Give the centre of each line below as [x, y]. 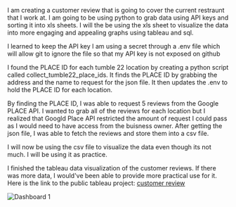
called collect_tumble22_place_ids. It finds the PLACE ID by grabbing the [112, 75]
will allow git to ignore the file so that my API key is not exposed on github [114, 54]
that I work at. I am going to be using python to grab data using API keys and [118, 18]
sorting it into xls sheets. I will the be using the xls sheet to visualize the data [118, 25]
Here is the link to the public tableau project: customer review [96, 183]
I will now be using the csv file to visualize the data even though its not [110, 147]
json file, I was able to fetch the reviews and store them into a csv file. [108, 133]
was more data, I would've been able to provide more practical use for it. [112, 176]
